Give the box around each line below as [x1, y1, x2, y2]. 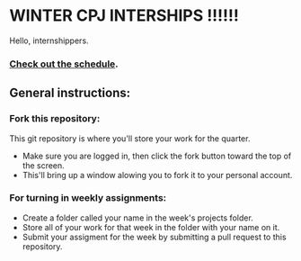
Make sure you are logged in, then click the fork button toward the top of [22, 150, 292, 161]
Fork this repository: [9, 112, 101, 125]
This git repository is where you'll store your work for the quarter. [9, 132, 251, 144]
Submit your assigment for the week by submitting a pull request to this [22, 231, 287, 242]
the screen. [22, 159, 65, 171]
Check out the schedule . [9, 58, 119, 70]
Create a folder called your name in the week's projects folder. [22, 212, 253, 223]
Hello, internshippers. [9, 35, 89, 46]
